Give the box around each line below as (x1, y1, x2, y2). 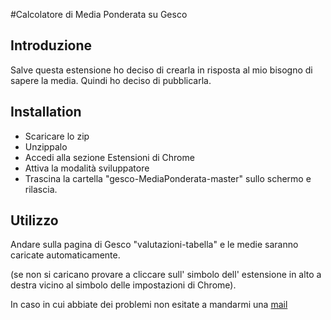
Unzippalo (24, 140, 68, 153)
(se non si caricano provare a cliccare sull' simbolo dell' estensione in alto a (10, 269, 322, 281)
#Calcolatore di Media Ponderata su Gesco (10, 9, 188, 20)
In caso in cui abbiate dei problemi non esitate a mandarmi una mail (10, 299, 288, 311)
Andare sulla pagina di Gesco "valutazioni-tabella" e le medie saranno (10, 239, 299, 251)
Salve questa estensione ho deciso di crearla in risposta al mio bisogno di (10, 64, 313, 76)
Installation (10, 104, 82, 121)
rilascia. (24, 183, 58, 195)
